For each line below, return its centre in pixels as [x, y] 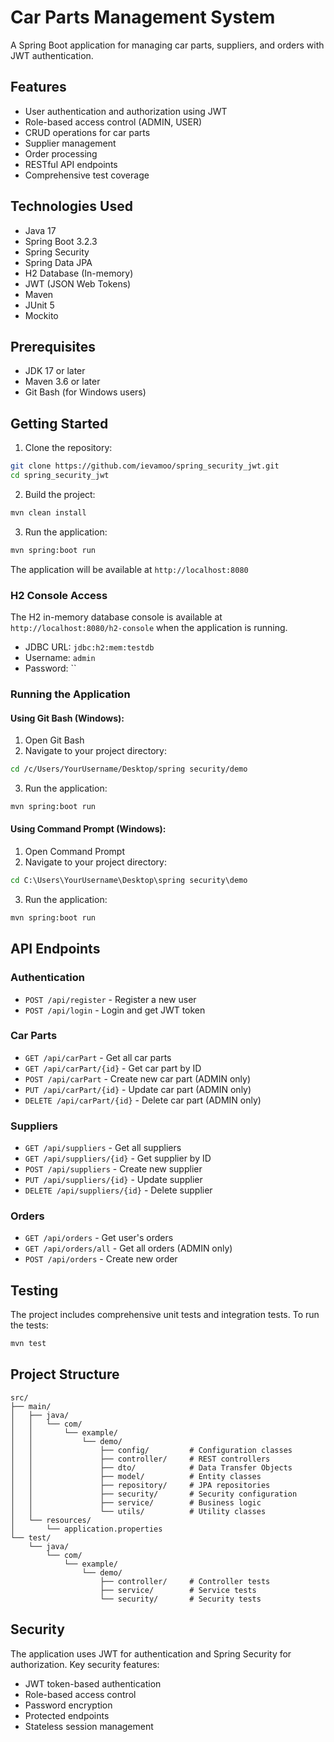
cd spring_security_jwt [60, 476]
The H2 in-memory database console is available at [116, 617]
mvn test [28, 1344]
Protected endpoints [67, 1715]
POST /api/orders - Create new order [101, 1259]
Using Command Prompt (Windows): [88, 829]
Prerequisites [53, 346]
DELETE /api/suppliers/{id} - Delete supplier [118, 1190]
